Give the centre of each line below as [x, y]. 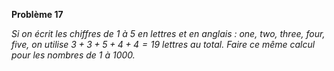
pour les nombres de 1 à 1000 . [73, 55]
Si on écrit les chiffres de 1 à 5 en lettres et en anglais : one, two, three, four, [168, 33]
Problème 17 [37, 14]
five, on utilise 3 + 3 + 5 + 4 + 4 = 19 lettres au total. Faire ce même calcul [163, 44]
